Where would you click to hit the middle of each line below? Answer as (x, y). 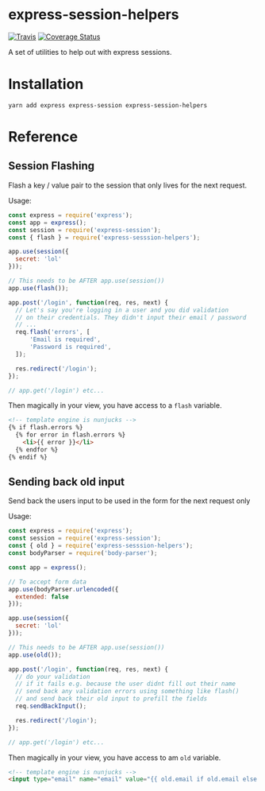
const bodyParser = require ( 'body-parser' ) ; (83, 553)
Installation (46, 84)
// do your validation (53, 677)
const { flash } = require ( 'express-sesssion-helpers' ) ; (104, 237)
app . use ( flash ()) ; (38, 288)
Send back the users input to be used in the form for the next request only (129, 501)
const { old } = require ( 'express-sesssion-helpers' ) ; (101, 546)
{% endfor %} (37, 450)
